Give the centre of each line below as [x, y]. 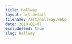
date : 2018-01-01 [24, 24]
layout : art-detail [26, 15]
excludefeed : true [25, 29]
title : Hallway [21, 10]
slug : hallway [20, 33]
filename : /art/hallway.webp [36, 19]
